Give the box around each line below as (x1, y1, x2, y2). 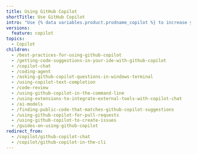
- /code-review (11, 85, 49, 91)
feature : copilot (11, 30, 54, 36)
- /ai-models (11, 101, 43, 107)
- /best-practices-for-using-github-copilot (11, 52, 122, 58)
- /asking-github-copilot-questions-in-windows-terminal (11, 74, 154, 80)
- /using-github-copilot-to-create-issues (11, 118, 117, 124)
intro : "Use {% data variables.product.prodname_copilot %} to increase (6, 19, 188, 25)
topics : (6, 36, 25, 42)
